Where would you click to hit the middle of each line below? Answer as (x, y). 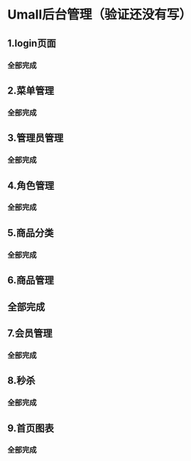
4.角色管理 (31, 185)
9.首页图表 (31, 428)
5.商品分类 (31, 233)
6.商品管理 (31, 280)
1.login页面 (32, 43)
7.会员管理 (30, 333)
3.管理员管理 (36, 138)
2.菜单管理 (31, 90)
